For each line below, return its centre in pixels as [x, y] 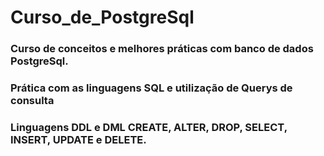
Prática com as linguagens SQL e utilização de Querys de [151, 88]
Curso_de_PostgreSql [102, 17]
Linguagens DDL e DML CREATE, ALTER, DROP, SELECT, [149, 127]
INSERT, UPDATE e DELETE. [78, 139]
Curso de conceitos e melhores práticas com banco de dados [162, 49]
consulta [32, 101]
